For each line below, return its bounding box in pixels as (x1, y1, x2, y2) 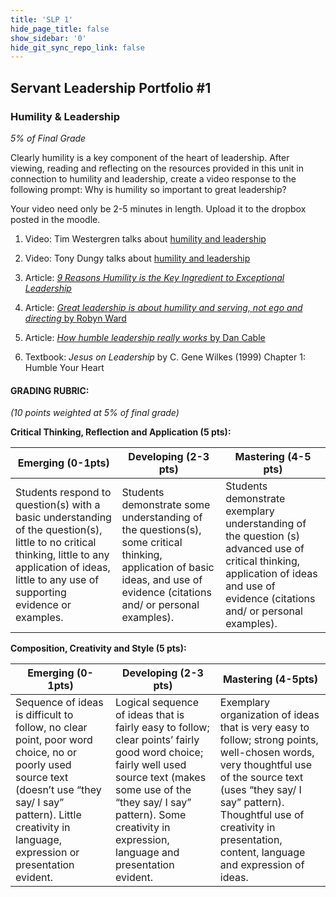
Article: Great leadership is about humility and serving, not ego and (24, 301, 303, 313)
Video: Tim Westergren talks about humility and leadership (24, 232, 267, 245)
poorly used (15, 758, 72, 772)
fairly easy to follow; (115, 721, 210, 735)
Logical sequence (115, 696, 200, 710)
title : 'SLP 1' (10, 14, 74, 25)
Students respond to (15, 486, 112, 500)
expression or (15, 846, 80, 860)
